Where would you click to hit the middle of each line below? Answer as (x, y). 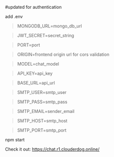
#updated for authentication (33, 7)
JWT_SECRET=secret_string (46, 35)
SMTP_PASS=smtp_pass (42, 102)
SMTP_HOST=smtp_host (42, 121)
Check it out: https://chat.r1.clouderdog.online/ (52, 149)
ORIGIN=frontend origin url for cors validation (63, 54)
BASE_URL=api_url (36, 83)
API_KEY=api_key (35, 73)
